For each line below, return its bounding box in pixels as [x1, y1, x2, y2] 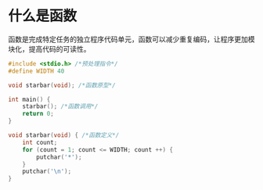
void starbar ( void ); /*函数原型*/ [8, 81, 116, 89]
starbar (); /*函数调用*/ [22, 102, 99, 110]
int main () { [8, 95, 51, 103]
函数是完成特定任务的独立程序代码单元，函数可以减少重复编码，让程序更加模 [8, 34, 255, 44]
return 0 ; [22, 110, 55, 118]
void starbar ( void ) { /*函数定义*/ [8, 131, 120, 139]
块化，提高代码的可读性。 [8, 44, 91, 53]
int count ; [22, 138, 58, 146]
